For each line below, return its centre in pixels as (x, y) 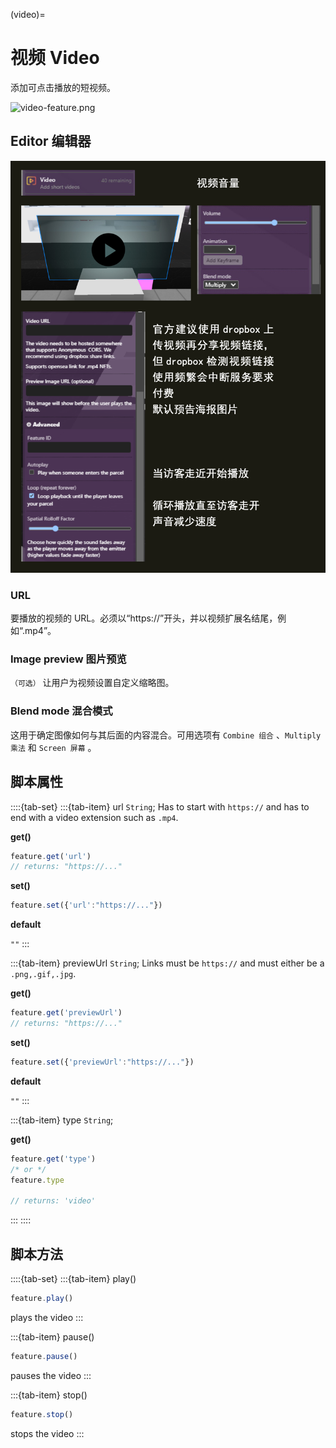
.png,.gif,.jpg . (43, 974)
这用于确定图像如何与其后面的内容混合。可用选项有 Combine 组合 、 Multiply (166, 735)
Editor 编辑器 (51, 141)
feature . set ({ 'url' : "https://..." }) (86, 905)
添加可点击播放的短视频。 (63, 87)
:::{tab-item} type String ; (62, 1120)
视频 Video (55, 58)
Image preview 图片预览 (68, 659)
